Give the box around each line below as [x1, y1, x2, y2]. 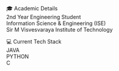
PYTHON [6, 53, 29, 60]
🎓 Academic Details [6, 5, 58, 12]
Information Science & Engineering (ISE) [6, 20, 106, 27]
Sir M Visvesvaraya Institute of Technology [6, 26, 113, 33]
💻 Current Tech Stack [6, 38, 62, 45]
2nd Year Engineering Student [6, 14, 82, 20]
